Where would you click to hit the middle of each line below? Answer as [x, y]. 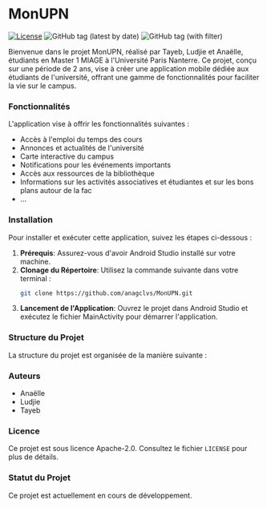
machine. [35, 261]
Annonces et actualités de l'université [82, 148]
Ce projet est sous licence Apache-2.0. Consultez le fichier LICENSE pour [128, 449]
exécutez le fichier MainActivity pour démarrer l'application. [119, 316]
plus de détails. [33, 457]
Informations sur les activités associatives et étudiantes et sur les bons [137, 182]
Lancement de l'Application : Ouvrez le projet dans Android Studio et [134, 308]
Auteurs [24, 376]
